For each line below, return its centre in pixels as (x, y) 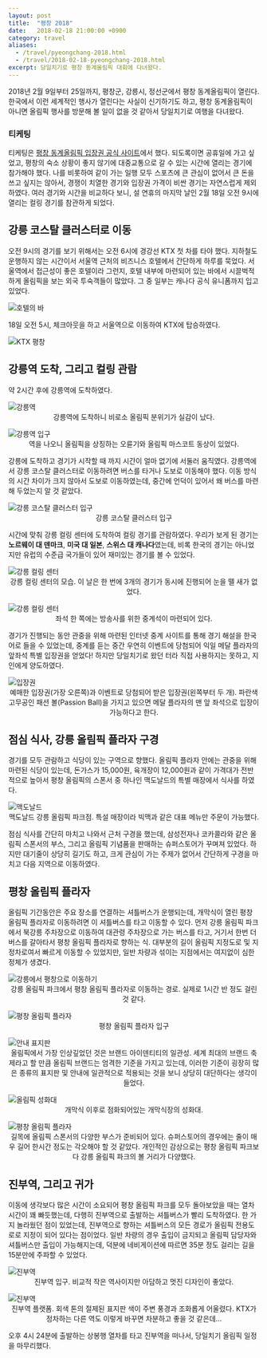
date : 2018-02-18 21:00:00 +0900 (67, 30)
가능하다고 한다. (134, 712)
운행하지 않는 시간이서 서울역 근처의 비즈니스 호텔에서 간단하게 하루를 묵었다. (128, 261)
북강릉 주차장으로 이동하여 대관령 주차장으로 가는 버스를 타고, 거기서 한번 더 (140, 932)
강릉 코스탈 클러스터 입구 (134, 517)
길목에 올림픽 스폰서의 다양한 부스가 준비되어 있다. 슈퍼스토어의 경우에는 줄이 (130, 1137)
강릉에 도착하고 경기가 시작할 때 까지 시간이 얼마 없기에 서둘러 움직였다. (119, 460)
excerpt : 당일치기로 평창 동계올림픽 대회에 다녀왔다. (85, 68)
